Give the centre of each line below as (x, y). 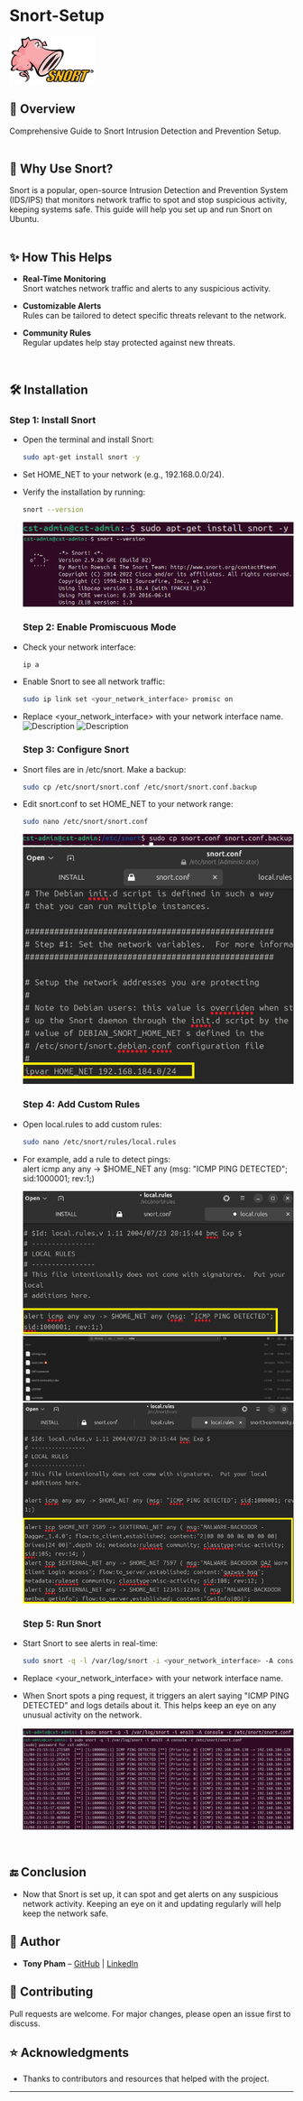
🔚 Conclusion (48, 1872)
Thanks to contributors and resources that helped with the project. (146, 2079)
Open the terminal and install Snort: (88, 440)
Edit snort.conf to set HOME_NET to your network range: (128, 804)
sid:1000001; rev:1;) (58, 1178)
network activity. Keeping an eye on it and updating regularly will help (151, 1903)
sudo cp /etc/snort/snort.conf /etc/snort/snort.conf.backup (140, 787)
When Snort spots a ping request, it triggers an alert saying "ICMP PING (156, 1695)
